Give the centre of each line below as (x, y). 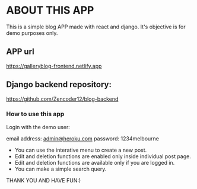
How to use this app (35, 114)
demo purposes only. (32, 33)
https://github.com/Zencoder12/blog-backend (62, 99)
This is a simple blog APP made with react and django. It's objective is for (96, 27)
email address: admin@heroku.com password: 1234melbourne (82, 138)
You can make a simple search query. (61, 169)
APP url (20, 52)
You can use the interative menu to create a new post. (81, 150)
